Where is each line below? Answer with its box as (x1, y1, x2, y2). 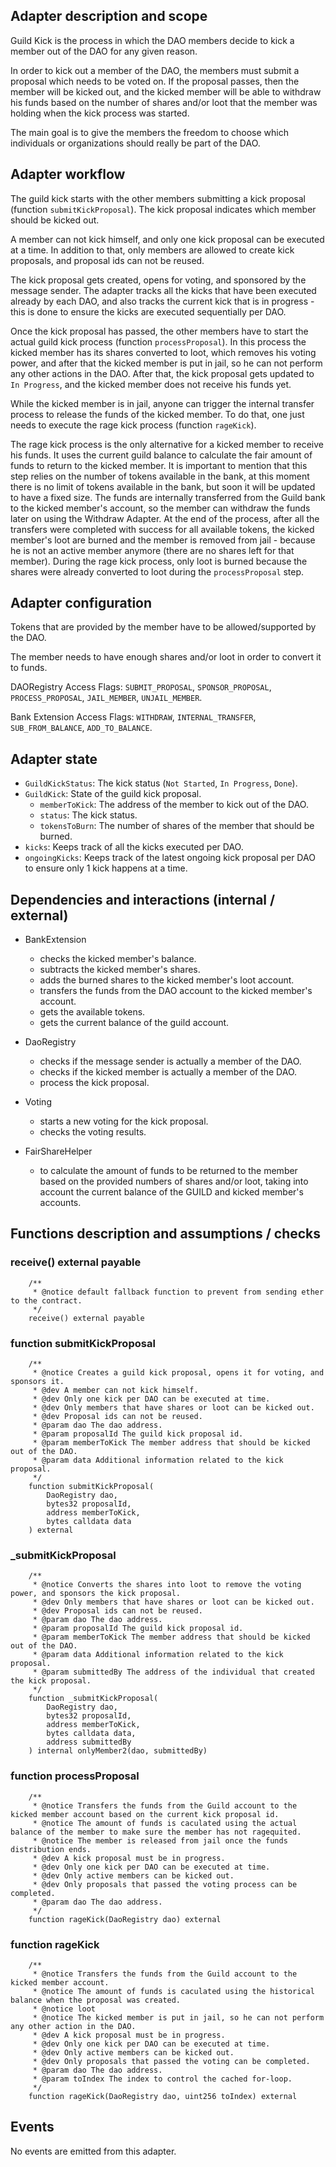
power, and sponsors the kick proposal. (10, 1589, 182, 1599)
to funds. (10, 662, 48, 674)
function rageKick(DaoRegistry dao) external (28, 1914, 222, 1924)
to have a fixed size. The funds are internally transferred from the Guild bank (10, 491, 326, 503)
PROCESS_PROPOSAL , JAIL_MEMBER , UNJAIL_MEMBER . (10, 692, 203, 704)
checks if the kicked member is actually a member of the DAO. (39, 1066, 298, 1078)
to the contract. (10, 1295, 83, 1306)
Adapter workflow (10, 166, 126, 183)
